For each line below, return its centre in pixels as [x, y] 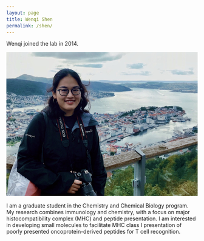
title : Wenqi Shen [29, 19]
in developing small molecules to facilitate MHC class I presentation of [94, 225]
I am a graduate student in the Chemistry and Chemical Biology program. [97, 206]
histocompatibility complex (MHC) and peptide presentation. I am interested [101, 218]
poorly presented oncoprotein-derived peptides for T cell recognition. [93, 232]
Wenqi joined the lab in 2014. [42, 44]
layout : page [23, 13]
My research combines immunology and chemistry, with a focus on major [98, 212]
